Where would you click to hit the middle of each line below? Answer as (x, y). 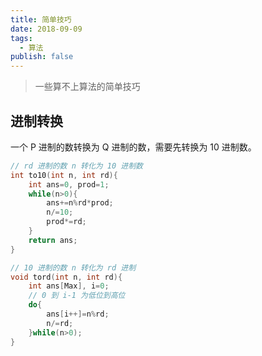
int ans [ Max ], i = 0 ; (69, 286)
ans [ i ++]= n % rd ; (78, 314)
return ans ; (53, 240)
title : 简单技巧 (41, 19)
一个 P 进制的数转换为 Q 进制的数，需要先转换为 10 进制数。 (133, 147)
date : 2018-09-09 (46, 29)
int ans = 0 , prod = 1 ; (69, 184)
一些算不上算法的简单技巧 (87, 87)
